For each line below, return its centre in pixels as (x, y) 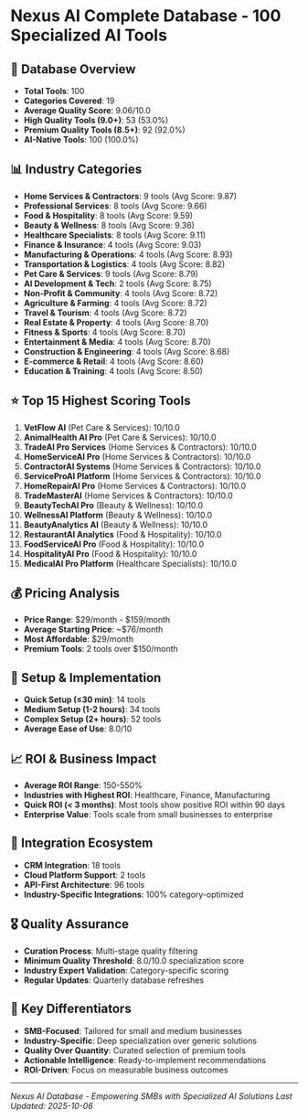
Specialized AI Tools (89, 35)
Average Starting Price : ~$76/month (93, 629)
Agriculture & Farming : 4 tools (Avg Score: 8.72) (116, 303)
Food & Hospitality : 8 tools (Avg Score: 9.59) (108, 215)
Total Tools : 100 (54, 91)
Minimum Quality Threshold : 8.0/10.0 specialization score (134, 960)
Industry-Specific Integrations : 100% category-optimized (133, 894)
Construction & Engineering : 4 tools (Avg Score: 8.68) (127, 351)
